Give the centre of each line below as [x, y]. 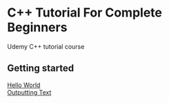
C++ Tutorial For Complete [84, 13]
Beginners [37, 27]
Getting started [41, 68]
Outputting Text [29, 92]
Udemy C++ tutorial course [46, 46]
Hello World [24, 85]
